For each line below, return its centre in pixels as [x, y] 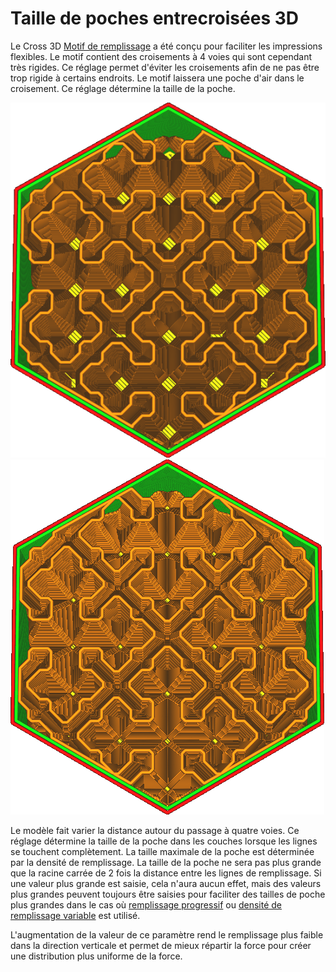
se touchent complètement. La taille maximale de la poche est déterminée [162, 851]
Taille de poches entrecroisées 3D [155, 18]
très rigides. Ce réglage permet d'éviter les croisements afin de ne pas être [165, 67]
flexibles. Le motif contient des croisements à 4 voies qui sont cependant [161, 56]
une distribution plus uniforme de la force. [96, 956]
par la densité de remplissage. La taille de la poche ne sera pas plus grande [166, 862]
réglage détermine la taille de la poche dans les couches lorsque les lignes [164, 841]
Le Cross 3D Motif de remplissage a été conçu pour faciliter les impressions [166, 46]
